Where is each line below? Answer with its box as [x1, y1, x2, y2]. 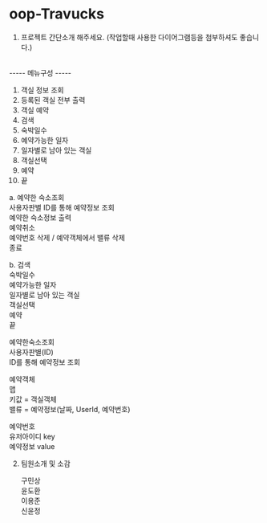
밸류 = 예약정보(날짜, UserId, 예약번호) [9, 404, 131, 414]
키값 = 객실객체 [9, 394, 57, 404]
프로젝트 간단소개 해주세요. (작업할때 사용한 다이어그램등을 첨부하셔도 [20, 32, 238, 42]
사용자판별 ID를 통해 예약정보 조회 [9, 202, 115, 212]
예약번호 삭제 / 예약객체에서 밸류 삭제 [9, 232, 125, 242]
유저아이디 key [9, 431, 55, 441]
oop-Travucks [9, 5, 105, 23]
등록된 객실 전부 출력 [20, 95, 86, 104]
